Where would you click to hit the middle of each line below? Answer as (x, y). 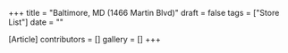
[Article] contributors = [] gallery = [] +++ (85, 39)
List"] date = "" (36, 22)
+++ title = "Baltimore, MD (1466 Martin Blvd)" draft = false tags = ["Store (144, 13)
